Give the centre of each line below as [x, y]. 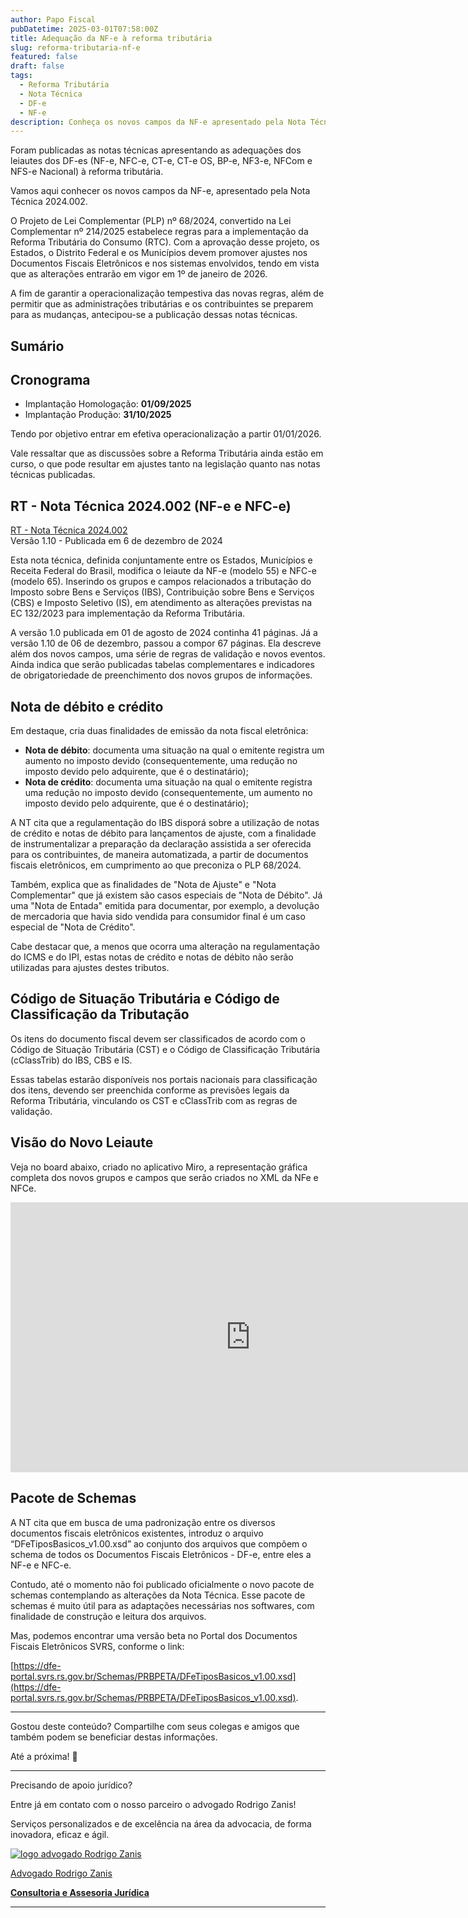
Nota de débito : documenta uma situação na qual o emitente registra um [174, 750]
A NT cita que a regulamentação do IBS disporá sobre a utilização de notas [165, 823]
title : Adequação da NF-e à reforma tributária [111, 38]
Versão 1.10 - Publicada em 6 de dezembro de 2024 [116, 541]
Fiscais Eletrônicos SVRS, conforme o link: [97, 1646]
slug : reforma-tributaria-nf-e [75, 47]
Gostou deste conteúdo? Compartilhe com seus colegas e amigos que [155, 1726]
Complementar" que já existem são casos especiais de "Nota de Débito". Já [166, 895]
